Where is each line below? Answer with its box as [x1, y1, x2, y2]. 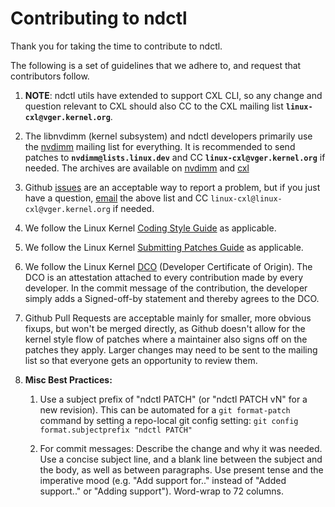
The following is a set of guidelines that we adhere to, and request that [10, 59, 302, 71]
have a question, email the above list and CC [24, 192, 209, 204]
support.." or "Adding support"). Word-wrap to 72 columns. [39, 485, 284, 497]
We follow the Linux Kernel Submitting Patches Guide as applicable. [24, 241, 304, 253]
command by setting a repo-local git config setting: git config [39, 414, 299, 426]
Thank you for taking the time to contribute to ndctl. [10, 40, 223, 52]
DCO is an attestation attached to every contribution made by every [24, 271, 304, 283]
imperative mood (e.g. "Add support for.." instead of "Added [39, 474, 287, 486]
